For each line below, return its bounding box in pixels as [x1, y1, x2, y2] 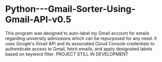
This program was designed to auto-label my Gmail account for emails [5, 30, 150, 36]
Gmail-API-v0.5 [5, 14, 71, 25]
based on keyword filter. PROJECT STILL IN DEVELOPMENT [5, 51, 129, 57]
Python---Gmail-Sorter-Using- [5, 3, 136, 15]
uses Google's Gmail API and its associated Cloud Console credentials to [5, 40, 155, 46]
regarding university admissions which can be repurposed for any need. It [5, 35, 157, 41]
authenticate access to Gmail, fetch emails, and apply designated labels [5, 46, 153, 52]
